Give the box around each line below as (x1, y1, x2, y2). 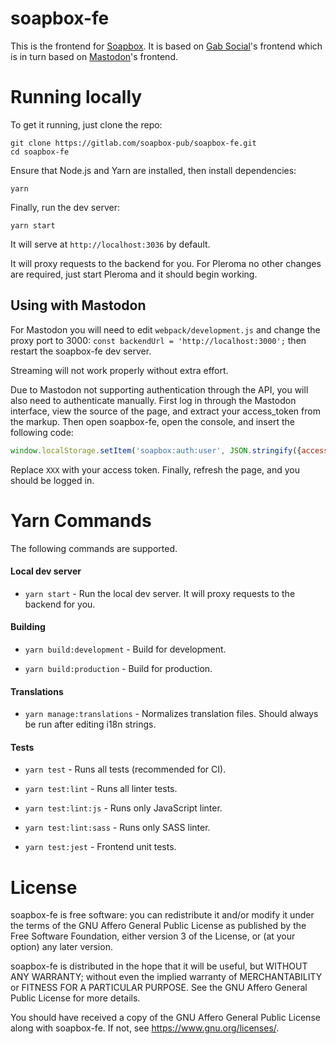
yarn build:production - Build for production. (24, 662, 213, 674)
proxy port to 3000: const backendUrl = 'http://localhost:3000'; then (10, 334, 307, 346)
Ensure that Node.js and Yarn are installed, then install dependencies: (10, 164, 297, 176)
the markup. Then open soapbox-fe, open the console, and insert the (10, 415, 295, 427)
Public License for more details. (10, 992, 141, 1004)
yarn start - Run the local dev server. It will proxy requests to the (24, 587, 296, 599)
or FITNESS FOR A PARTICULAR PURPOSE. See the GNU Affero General (10, 982, 308, 994)
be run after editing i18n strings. (24, 718, 157, 731)
